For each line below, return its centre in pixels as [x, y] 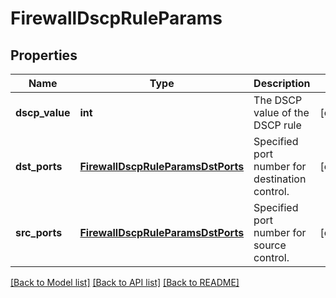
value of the [281, 112]
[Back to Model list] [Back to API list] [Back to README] [125, 282]
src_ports [39, 232]
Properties [44, 55]
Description [282, 83]
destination [280, 179]
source [270, 245]
